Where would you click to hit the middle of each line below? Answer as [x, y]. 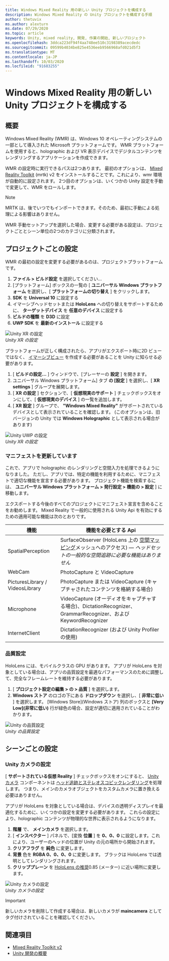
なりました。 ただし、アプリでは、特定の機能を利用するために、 [72, 474]
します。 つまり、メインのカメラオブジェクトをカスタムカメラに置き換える [82, 789]
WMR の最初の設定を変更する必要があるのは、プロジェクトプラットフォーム [84, 262]
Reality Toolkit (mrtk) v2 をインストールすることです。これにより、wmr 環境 [84, 175]
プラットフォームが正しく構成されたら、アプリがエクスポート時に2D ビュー [83, 350]
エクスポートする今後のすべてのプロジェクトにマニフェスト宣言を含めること [84, 504]
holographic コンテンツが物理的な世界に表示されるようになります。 [88, 819]
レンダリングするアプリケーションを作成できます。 [58, 158]
